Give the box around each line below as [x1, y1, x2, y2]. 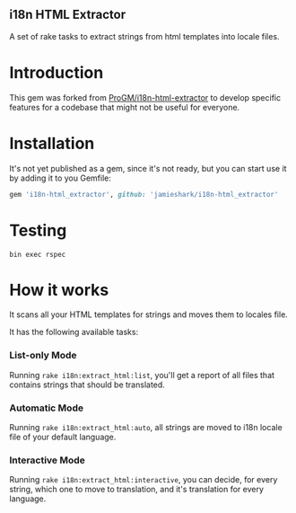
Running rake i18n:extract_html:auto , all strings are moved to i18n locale [9, 422, 283, 433]
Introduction [9, 63, 104, 83]
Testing [9, 220, 67, 241]
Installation [9, 133, 95, 154]
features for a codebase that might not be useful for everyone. [9, 102, 240, 112]
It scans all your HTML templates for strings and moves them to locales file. [9, 309, 289, 320]
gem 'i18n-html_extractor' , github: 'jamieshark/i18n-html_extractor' [9, 190, 279, 199]
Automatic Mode [9, 402, 83, 414]
